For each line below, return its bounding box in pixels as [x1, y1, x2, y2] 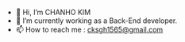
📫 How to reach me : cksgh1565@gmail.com [15, 25, 164, 34]
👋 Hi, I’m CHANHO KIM [15, 8, 91, 17]
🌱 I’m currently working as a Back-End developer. [15, 16, 178, 25]
